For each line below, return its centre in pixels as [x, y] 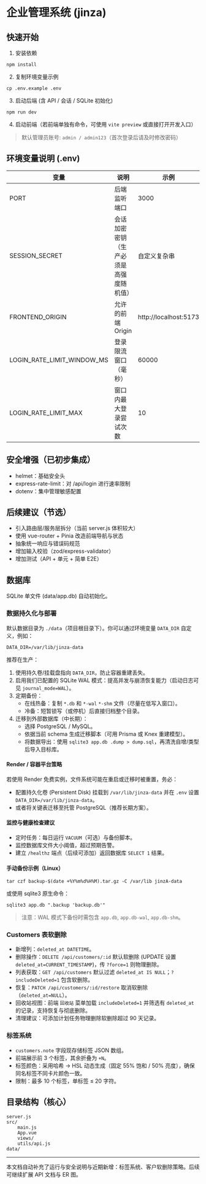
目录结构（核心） [39, 1102]
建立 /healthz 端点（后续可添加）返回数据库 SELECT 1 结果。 [91, 853]
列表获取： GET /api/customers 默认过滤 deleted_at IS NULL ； [93, 972]
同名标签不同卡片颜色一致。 [50, 1073]
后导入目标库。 [43, 749]
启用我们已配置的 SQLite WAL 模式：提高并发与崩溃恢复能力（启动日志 [104, 680]
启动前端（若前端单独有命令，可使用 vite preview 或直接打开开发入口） [106, 124]
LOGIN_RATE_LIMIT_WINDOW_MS [59, 359]
